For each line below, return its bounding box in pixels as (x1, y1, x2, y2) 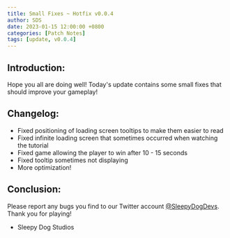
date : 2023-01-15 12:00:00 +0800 (7, 23, 105, 30)
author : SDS (7, 17, 42, 24)
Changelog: (7, 108, 59, 120)
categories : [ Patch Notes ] (7, 29, 86, 37)
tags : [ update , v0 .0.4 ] (7, 36, 77, 43)
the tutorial (17, 141, 49, 150)
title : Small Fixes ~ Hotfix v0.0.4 (7, 10, 114, 17)
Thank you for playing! (7, 209, 72, 218)
